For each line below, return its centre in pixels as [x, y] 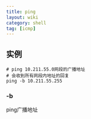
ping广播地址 [22, 110]
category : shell [26, 23]
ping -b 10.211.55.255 [34, 81]
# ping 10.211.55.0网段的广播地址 [46, 69]
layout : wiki [22, 17]
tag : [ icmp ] [21, 28]
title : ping [21, 12]
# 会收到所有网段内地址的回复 [38, 76]
